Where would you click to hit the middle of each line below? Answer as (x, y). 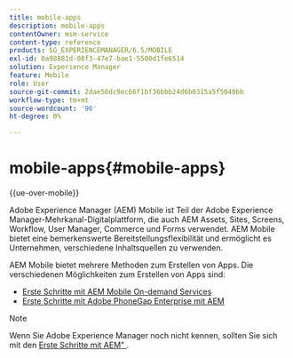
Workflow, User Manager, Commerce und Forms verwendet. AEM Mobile (142, 229)
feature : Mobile (39, 76)
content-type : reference (55, 42)
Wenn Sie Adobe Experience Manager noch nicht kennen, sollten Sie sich (143, 336)
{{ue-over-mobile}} (44, 193)
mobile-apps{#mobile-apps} (118, 168)
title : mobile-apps (45, 17)
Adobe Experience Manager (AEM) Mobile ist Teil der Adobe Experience (141, 211)
